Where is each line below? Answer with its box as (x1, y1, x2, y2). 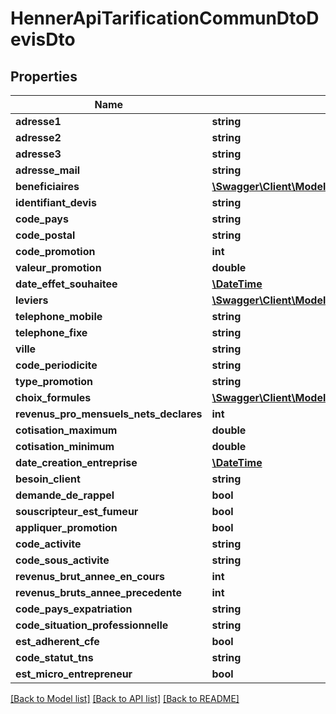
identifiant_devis (15, 196, 97, 209)
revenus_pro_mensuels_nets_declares (15, 407, 203, 421)
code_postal (15, 228, 76, 242)
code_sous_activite (15, 553, 110, 567)
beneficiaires (15, 180, 80, 193)
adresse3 (15, 147, 62, 161)
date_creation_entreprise (15, 456, 138, 469)
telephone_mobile (15, 310, 103, 323)
